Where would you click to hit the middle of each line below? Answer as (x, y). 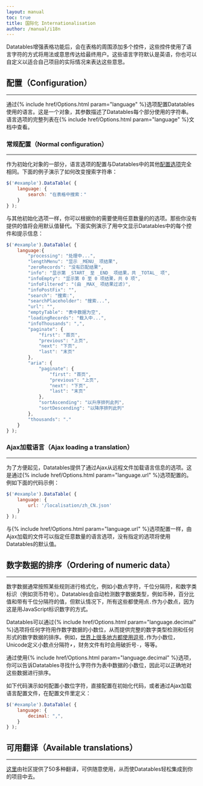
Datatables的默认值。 (33, 544)
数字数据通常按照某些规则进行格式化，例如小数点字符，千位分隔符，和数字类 (101, 586)
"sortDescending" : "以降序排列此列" (82, 408)
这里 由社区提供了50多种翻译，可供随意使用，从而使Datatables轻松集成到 (97, 769)
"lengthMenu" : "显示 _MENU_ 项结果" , (73, 262)
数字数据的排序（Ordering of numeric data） (91, 565)
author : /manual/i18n (34, 29)
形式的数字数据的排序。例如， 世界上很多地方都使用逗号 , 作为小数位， (92, 637)
